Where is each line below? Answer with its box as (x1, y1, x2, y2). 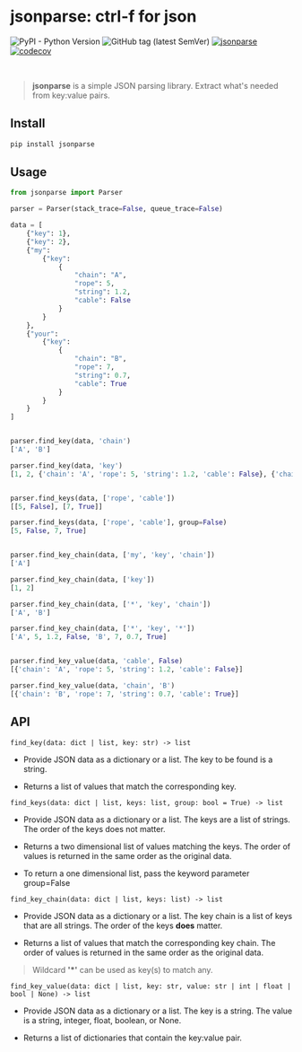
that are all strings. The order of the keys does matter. (22, 920, 223, 931)
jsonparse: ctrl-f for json (10, 6, 197, 27)
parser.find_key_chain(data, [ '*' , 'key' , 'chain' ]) (10, 600, 211, 609)
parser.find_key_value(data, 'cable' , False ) (10, 657, 183, 666)
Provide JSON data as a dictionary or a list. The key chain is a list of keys (22, 910, 293, 921)
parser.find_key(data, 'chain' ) (10, 437, 131, 446)
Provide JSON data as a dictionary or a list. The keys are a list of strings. (22, 814, 290, 825)
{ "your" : (26, 329, 59, 338)
